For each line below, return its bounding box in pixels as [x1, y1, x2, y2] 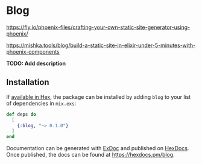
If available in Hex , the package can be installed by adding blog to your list [6, 93, 191, 100]
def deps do [6, 111, 36, 118]
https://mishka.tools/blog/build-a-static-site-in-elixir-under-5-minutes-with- [6, 42, 196, 49]
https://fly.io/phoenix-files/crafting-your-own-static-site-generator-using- [6, 24, 191, 31]
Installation [6, 77, 49, 87]
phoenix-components [6, 48, 60, 55]
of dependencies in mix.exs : [6, 99, 77, 107]
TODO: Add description [6, 60, 66, 67]
